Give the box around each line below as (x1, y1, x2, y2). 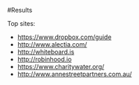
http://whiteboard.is (17, 48, 75, 56)
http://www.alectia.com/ (17, 40, 87, 48)
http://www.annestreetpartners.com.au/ (17, 70, 132, 78)
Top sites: (7, 20, 36, 27)
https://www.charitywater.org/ (17, 63, 105, 70)
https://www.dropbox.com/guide (17, 33, 112, 41)
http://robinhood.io (17, 55, 72, 63)
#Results (7, 6, 33, 14)
